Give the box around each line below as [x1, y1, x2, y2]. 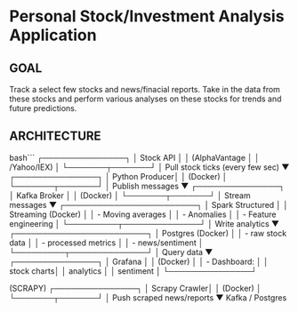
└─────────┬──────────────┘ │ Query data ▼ [9, 246, 213, 257]
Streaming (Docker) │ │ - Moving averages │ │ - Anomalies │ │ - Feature [9, 209, 278, 220]
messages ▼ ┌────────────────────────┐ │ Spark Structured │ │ [9, 199, 289, 210]
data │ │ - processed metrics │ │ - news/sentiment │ [9, 237, 204, 248]
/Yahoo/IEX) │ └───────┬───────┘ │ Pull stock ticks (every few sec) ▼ [9, 162, 290, 172]
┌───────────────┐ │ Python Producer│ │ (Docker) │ [9, 171, 228, 181]
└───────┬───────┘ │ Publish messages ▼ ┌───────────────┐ [9, 180, 286, 191]
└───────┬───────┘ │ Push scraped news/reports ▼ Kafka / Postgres [9, 292, 287, 303]
